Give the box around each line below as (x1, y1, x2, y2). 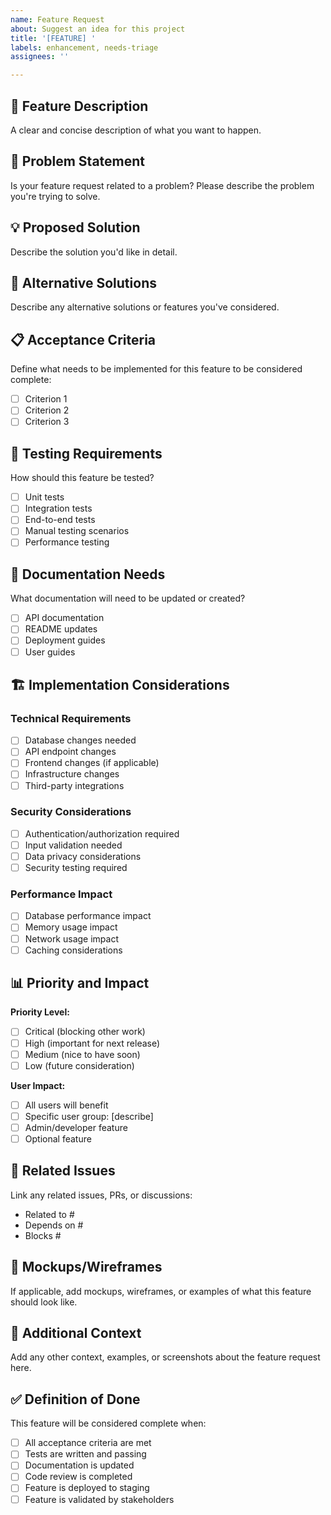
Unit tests (24, 491, 65, 503)
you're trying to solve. (10, 190, 101, 202)
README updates (24, 623, 98, 635)
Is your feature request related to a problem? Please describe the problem (10, 179, 315, 191)
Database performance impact (24, 910, 152, 922)
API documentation (24, 612, 105, 624)
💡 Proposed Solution (10, 219, 141, 236)
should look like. (10, 1296, 78, 1308)
